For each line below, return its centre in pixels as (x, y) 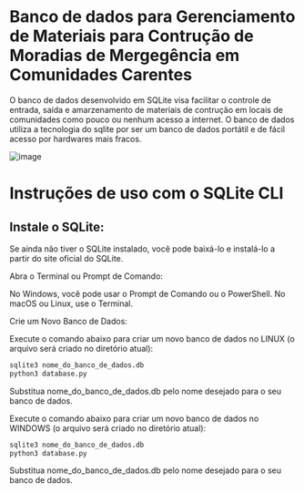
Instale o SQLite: (57, 226)
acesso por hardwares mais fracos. (76, 139)
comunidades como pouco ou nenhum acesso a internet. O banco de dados (152, 119)
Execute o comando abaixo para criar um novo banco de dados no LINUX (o (152, 338)
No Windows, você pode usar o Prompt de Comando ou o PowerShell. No (147, 293)
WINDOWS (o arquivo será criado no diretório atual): (108, 428)
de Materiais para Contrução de (132, 36)
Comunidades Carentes (101, 75)
